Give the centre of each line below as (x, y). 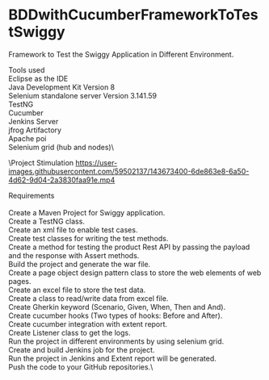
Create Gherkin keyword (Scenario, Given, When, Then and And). (117, 307)
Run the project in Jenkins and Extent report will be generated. (112, 358)
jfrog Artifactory (35, 130)
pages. (20, 281)
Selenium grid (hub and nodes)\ (61, 147)
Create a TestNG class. (46, 221)
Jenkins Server (34, 121)
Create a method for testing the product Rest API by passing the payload (129, 247)
